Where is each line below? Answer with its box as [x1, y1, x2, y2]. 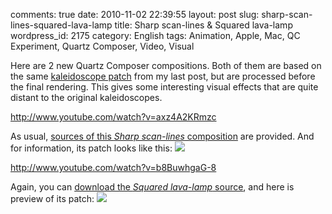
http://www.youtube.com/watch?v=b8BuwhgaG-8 [10, 162, 217, 173]
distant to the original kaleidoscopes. [10, 92, 163, 103]
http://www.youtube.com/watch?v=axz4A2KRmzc [10, 111, 217, 123]
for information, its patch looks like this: [10, 142, 173, 154]
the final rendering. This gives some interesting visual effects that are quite [10, 81, 319, 93]
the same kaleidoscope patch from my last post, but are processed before [10, 70, 316, 82]
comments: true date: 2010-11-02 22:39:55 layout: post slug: [10, 9, 260, 20]
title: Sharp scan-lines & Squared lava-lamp [114, 19, 293, 31]
